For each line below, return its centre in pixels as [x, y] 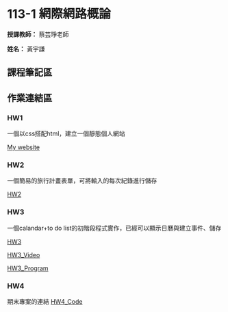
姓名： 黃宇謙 [26, 49]
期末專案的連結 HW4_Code [45, 301]
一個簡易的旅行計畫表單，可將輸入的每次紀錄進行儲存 [82, 181]
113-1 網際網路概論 [59, 14]
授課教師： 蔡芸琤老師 [38, 34]
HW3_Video [24, 255]
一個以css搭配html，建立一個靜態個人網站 [66, 133]
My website [23, 147]
